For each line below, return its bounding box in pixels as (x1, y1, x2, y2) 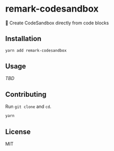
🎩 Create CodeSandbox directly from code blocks (5, 20, 109, 26)
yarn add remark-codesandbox (5, 48, 67, 53)
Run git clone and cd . (5, 103, 52, 109)
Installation (5, 34, 42, 43)
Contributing (5, 90, 47, 99)
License (5, 127, 31, 136)
